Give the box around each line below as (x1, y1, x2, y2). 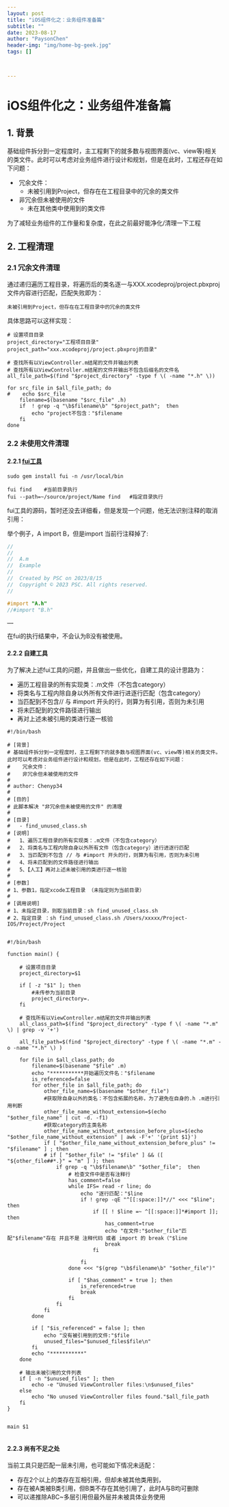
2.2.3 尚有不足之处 (7, 1445, 60, 1453)
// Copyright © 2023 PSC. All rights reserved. (7, 581, 148, 588)
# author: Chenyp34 (7, 782, 63, 789)
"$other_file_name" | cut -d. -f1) (7, 1114, 109, 1121)
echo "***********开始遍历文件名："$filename (31, 1070, 155, 1076)
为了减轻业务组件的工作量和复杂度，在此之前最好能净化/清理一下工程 (7, 219, 202, 227)
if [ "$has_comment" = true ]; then (68, 1277, 173, 1283)
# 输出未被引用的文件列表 (19, 1369, 82, 1376)
